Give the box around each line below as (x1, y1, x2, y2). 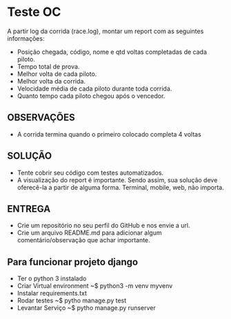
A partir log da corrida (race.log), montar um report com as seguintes (7, 27, 204, 35)
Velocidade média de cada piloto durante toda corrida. (17, 84, 172, 93)
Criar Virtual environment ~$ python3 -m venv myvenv (17, 282, 173, 290)
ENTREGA (7, 203, 51, 215)
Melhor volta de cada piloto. (17, 70, 97, 78)
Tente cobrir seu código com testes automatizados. (17, 168, 164, 177)
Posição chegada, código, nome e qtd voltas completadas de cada (17, 48, 207, 56)
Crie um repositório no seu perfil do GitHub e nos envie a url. (17, 222, 190, 230)
